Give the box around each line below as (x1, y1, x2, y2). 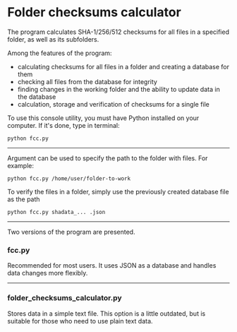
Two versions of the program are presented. (7, 227, 135, 236)
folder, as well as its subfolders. (7, 35, 99, 43)
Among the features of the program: (7, 49, 112, 57)
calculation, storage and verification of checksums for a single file (17, 100, 210, 108)
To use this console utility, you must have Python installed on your (7, 114, 200, 122)
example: (7, 161, 34, 170)
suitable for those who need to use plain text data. (7, 316, 153, 325)
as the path (7, 195, 40, 203)
